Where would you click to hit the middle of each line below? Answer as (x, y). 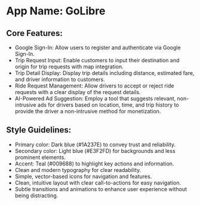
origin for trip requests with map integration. (69, 67)
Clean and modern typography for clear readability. (78, 170)
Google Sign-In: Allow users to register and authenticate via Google (98, 47)
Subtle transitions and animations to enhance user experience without (101, 189)
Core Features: (34, 33)
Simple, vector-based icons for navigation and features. (83, 176)
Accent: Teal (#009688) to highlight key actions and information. (94, 164)
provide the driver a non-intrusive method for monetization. (88, 111)
